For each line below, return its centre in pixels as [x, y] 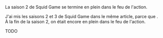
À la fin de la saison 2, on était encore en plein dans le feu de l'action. [75, 22]
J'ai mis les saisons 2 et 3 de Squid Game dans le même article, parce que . [81, 16]
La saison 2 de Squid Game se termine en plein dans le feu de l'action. [76, 7]
